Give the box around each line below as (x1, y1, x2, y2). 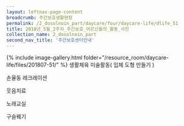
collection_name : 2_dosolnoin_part (6, 32, 97, 38)
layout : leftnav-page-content (6, 9, 83, 15)
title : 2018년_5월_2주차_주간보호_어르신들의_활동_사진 (6, 26, 130, 32)
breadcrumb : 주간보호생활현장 (6, 15, 73, 21)
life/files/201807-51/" (6, 61, 59, 68)
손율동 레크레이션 (6, 74, 48, 81)
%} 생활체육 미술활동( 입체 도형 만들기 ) (60, 61, 155, 68)
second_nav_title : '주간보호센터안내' (6, 37, 94, 43)
